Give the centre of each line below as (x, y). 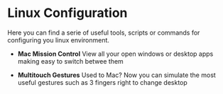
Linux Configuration (67, 13)
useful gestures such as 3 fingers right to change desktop (103, 82)
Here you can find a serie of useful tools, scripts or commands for (104, 33)
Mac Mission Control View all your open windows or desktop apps (115, 54)
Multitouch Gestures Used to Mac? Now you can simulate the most (117, 75)
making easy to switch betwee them (71, 61)
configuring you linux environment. (59, 40)
